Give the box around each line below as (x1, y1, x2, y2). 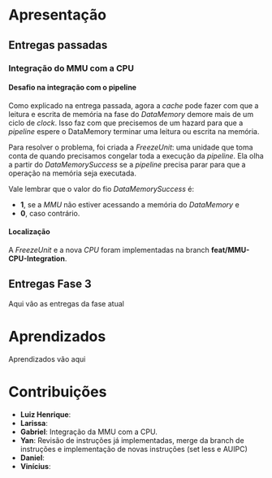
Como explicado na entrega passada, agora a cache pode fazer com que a (8, 100, 259, 111)
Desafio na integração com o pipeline (8, 83, 136, 93)
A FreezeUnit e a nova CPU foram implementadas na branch (8, 245, 209, 254)
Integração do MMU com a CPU (8, 63, 134, 74)
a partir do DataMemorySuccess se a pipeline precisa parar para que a (8, 159, 246, 169)
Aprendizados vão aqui (8, 354, 86, 363)
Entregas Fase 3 (8, 277, 92, 291)
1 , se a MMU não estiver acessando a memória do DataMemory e (19, 199, 240, 209)
